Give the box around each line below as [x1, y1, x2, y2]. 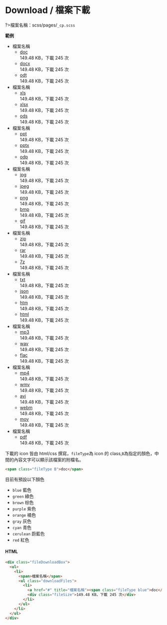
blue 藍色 [12, 487, 32, 493]
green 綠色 [12, 493, 34, 499]
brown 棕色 [12, 499, 34, 505]
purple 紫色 [12, 506, 36, 512]
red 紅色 [12, 537, 30, 543]
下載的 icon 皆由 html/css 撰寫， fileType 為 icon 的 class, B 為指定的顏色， [5, 450, 155, 456]
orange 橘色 [12, 512, 36, 518]
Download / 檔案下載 [5, 4, 90, 16]
